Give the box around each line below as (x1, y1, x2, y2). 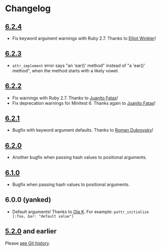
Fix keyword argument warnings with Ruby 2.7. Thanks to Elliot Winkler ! (12, 35, 157, 41)
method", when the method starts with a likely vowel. (12, 68, 119, 73)
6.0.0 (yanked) (5, 196, 51, 204)
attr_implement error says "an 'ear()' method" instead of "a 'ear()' (12, 62, 145, 68)
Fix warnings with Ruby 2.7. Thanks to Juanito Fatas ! (12, 95, 118, 101)
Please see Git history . (5, 240, 50, 246)
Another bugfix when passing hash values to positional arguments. (12, 155, 147, 160)
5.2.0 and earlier (5, 227, 57, 235)
